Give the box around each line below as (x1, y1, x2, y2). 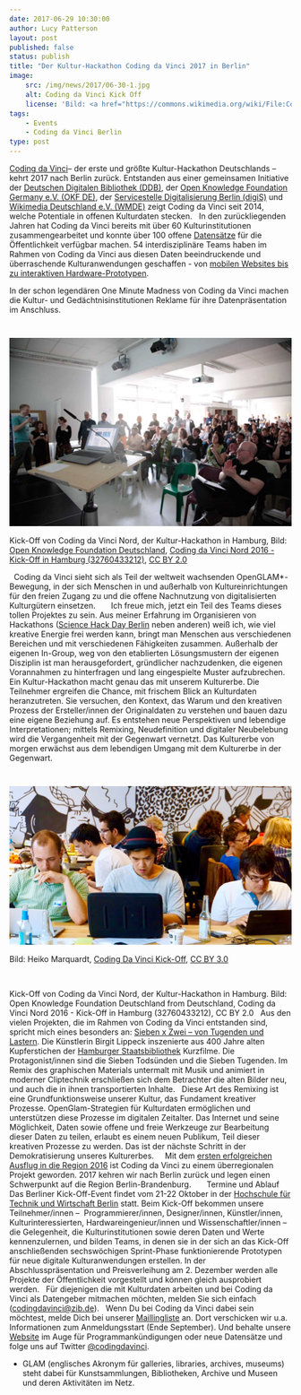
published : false (9, 43, 74, 52)
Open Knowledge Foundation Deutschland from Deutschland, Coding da (9, 998, 276, 1009)
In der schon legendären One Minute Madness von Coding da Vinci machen (9, 285, 289, 296)
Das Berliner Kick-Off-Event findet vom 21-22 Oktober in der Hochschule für (9, 1189, 291, 1200)
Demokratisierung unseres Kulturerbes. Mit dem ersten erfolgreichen (9, 1150, 273, 1161)
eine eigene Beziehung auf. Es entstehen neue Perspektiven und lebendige (9, 714, 287, 725)
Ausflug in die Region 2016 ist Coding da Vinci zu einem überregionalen (9, 1160, 274, 1171)
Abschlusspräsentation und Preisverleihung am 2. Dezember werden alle (9, 1265, 279, 1276)
